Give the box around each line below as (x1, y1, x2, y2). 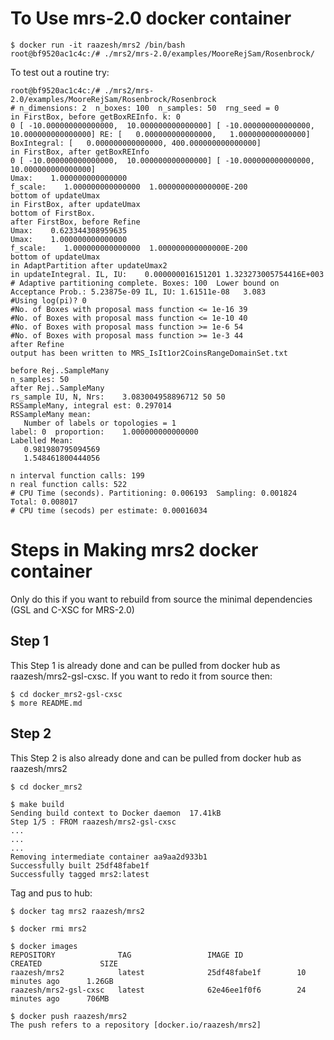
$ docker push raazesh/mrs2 (10, 1011, 128, 1021)
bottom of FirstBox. (10, 208, 97, 218)
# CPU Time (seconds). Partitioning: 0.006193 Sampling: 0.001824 (10, 488, 298, 498)
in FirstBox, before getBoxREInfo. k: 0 (10, 112, 182, 122)
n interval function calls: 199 (10, 470, 145, 481)
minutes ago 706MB (10, 993, 110, 1004)
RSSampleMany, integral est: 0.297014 (10, 400, 172, 411)
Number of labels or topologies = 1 (23, 418, 177, 428)
